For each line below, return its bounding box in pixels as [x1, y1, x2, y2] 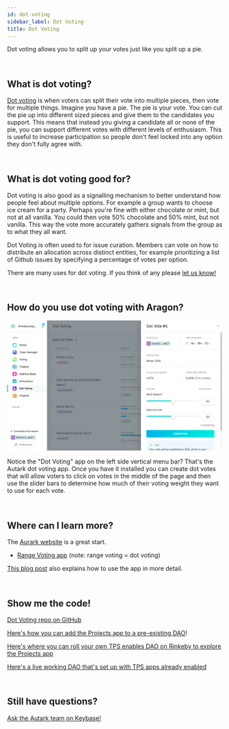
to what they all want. [7, 228, 68, 235]
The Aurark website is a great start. [7, 538, 107, 546]
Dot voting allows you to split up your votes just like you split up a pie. [7, 45, 203, 53]
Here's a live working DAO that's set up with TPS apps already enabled [7, 663, 207, 671]
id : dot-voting [7, 11, 51, 18]
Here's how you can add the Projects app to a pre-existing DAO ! [7, 629, 188, 637]
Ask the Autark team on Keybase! [7, 714, 101, 722]
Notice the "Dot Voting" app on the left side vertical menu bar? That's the [7, 457, 213, 465]
